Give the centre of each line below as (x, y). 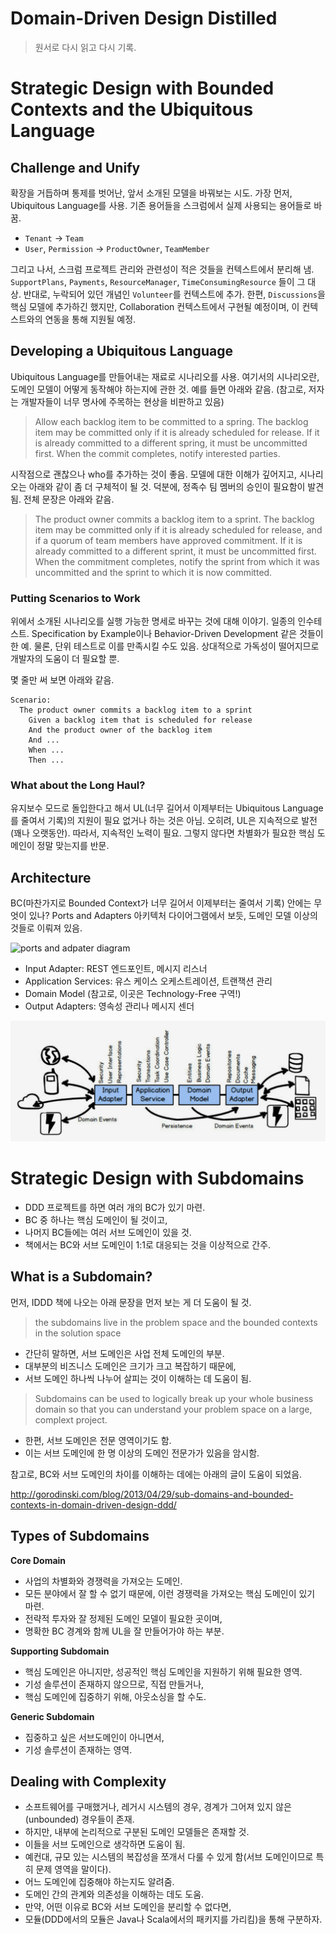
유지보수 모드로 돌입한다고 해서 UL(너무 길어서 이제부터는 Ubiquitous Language (167, 808)
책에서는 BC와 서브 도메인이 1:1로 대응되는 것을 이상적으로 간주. (148, 1245)
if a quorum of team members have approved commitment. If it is (168, 540)
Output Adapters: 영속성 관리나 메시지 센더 (109, 1006)
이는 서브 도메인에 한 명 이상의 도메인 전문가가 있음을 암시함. (142, 1453)
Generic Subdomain (52, 1716)
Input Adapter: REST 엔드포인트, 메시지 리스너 (116, 969)
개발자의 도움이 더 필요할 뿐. (65, 659)
